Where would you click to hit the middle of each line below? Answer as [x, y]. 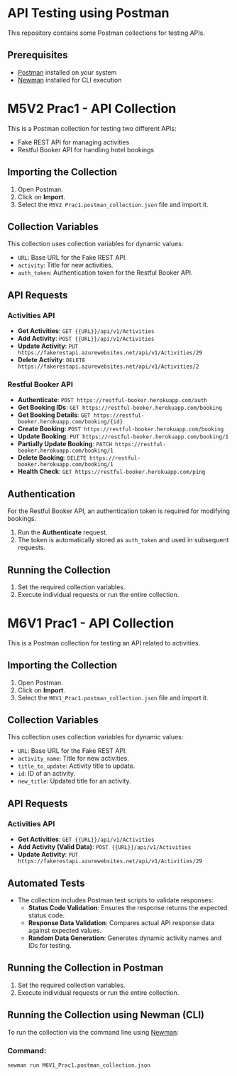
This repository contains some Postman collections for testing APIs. [106, 33]
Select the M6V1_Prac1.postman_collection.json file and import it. [113, 697]
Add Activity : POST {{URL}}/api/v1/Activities [86, 338]
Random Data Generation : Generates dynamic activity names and [125, 938]
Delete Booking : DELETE [52, 458]
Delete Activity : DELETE [51, 360]
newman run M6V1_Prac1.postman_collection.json [79, 1065]
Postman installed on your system [67, 72]
